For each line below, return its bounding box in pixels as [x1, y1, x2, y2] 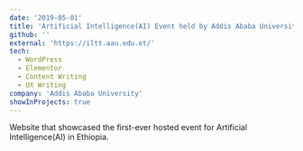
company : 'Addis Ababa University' [9, 89, 143, 98]
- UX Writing [17, 80, 67, 90]
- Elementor [17, 64, 63, 73]
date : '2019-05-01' [9, 13, 83, 23]
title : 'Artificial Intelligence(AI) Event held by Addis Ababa [9, 22, 256, 31]
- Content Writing [17, 72, 87, 81]
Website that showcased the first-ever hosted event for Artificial [9, 122, 248, 133]
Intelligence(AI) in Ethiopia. [9, 132, 110, 143]
